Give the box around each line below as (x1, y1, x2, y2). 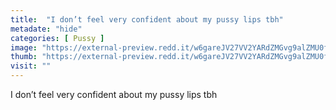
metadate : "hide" (10, 24, 83, 34)
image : (10, 42, 38, 53)
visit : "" (10, 61, 52, 71)
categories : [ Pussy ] (10, 33, 105, 43)
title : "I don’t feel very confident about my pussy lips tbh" (10, 14, 284, 25)
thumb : (10, 52, 38, 62)
